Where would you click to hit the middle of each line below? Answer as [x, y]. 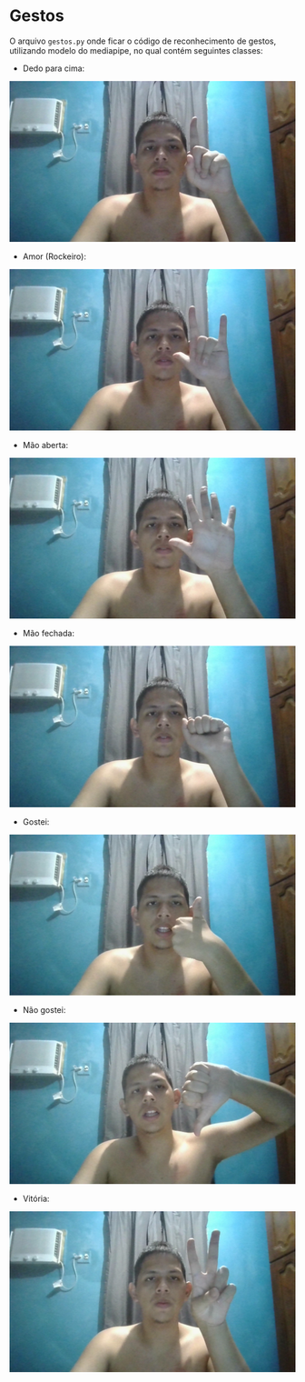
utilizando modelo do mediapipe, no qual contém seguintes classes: [136, 50]
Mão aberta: [45, 445]
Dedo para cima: [54, 68]
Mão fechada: [49, 634]
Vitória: [36, 1198]
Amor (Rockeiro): [54, 256]
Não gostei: [44, 1010]
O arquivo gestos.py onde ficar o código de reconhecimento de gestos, [143, 41]
